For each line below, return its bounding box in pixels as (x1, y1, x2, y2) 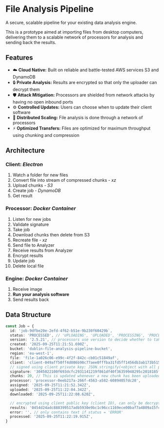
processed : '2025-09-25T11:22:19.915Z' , (10, 414, 93, 419)
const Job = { (5, 323, 35, 328)
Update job (12, 257, 36, 263)
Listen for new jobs (12, 216, 52, 222)
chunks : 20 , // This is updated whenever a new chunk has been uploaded (10, 374, 161, 379)
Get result (12, 193, 33, 199)
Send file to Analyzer (12, 242, 55, 248)
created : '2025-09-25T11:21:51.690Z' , (10, 342, 89, 347)
